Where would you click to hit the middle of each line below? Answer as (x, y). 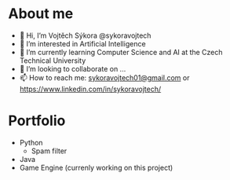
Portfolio (37, 121)
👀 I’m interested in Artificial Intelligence (83, 43)
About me (41, 14)
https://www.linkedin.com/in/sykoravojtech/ (90, 89)
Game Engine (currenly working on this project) (96, 167)
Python (31, 142)
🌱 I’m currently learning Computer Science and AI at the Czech (121, 52)
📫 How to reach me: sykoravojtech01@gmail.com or (104, 77)
